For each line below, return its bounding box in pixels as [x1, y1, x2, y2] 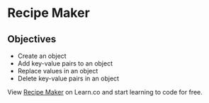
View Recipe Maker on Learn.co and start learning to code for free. [7, 88, 203, 96]
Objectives [7, 33, 57, 45]
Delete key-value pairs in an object [17, 74, 119, 83]
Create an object [17, 51, 67, 60]
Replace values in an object [17, 67, 98, 75]
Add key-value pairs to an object [17, 59, 113, 68]
